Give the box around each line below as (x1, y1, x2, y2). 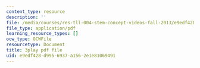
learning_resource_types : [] (6, 31, 79, 37)
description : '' (6, 14, 46, 20)
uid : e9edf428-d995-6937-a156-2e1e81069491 (6, 53, 116, 59)
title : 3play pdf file (6, 47, 62, 53)
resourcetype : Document (6, 42, 65, 48)
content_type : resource (6, 8, 65, 15)
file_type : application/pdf (6, 25, 76, 31)
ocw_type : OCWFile (6, 36, 52, 42)
